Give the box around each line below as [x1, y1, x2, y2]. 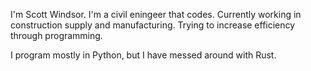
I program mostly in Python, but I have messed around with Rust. [10, 49, 277, 61]
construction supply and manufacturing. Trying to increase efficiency [10, 19, 296, 31]
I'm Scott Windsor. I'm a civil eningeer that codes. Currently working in [10, 9, 302, 20]
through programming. [10, 30, 103, 41]
